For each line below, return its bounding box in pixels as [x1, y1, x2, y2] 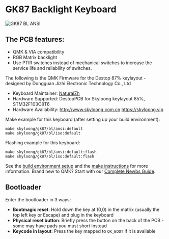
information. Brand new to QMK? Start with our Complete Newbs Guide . [5, 168, 156, 174]
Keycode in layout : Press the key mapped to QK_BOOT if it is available [12, 228, 156, 234]
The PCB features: [5, 35, 65, 44]
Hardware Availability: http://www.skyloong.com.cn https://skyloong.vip [12, 106, 164, 113]
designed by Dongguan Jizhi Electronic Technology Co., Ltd [5, 80, 131, 86]
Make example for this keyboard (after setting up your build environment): [5, 116, 160, 122]
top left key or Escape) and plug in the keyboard [12, 211, 114, 218]
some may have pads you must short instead [12, 223, 107, 229]
